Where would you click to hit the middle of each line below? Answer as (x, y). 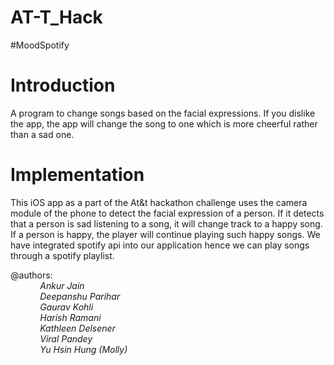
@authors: (31, 275)
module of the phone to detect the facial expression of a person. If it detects (167, 213)
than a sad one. (42, 134)
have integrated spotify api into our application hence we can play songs (160, 245)
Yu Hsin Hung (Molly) (83, 349)
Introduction (63, 85)
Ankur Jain (62, 285)
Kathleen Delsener (77, 328)
